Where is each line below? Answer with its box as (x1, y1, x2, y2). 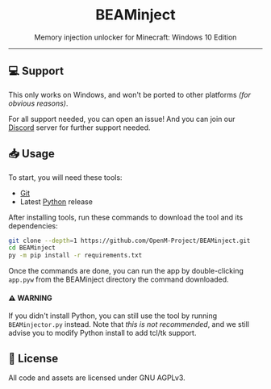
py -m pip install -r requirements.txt (8, 252, 143, 260)
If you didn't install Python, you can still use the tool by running (8, 311, 218, 320)
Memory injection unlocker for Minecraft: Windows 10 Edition (34, 32, 237, 42)
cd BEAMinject (8, 244, 56, 252)
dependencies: (8, 220, 58, 231)
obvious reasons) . (8, 98, 69, 108)
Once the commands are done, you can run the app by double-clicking (8, 266, 244, 276)
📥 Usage (8, 147, 55, 161)
